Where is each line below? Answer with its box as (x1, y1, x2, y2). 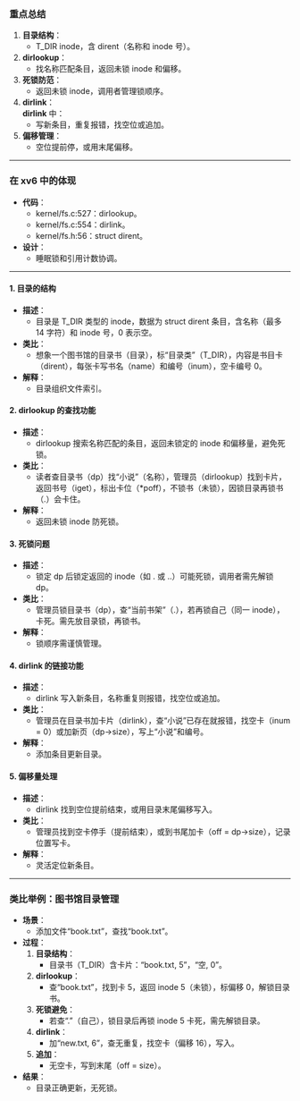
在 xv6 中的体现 (9, 174, 77, 187)
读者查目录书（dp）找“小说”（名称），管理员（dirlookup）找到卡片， (35, 471, 287, 482)
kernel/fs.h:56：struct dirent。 (35, 230, 148, 241)
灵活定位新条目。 (35, 860, 99, 870)
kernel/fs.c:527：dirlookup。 (35, 207, 142, 218)
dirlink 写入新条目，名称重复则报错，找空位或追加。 (35, 693, 225, 704)
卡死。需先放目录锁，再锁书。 (35, 615, 146, 627)
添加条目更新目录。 (35, 749, 107, 759)
